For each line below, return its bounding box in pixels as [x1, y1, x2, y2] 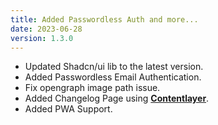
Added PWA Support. [24, 103, 113, 115]
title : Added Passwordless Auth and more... [10, 14, 199, 25]
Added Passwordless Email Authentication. [24, 71, 202, 83]
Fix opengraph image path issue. [24, 82, 161, 94]
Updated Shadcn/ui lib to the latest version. [24, 61, 204, 73]
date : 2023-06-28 [10, 24, 83, 34]
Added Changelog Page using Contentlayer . [24, 92, 210, 105]
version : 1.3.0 [10, 33, 74, 43]
